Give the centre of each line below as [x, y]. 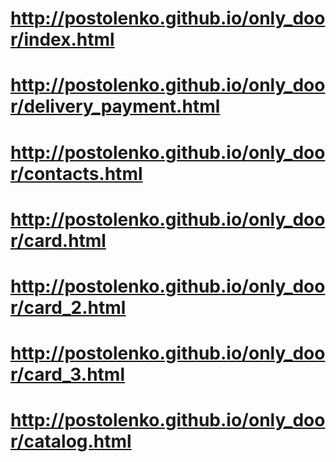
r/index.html [62, 39]
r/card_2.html [68, 307]
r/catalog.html [71, 441]
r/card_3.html [68, 374]
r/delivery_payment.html [115, 106]
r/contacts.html [76, 173]
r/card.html [58, 240]
